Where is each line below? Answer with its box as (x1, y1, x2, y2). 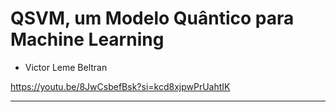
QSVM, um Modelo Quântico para (10, 7, 295, 30)
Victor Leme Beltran (24, 61, 108, 73)
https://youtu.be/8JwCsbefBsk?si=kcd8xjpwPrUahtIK (10, 80, 231, 92)
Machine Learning (10, 28, 165, 51)
